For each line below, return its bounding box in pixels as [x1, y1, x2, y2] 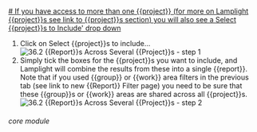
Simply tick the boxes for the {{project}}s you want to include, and [19, 56, 238, 65]
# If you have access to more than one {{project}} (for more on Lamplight [8, 6, 249, 16]
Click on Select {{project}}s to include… [19, 39, 151, 49]
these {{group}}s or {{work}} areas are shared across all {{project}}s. [19, 90, 247, 99]
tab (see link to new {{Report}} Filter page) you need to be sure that [19, 81, 243, 91]
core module [8, 116, 50, 126]
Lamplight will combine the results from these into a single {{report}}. [19, 64, 248, 74]
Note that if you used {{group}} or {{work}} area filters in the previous [19, 72, 249, 82]
